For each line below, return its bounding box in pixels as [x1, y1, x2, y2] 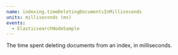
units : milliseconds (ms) [6, 14, 71, 20]
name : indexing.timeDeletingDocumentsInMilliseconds [6, 8, 142, 15]
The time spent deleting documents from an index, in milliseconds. [6, 42, 173, 49]
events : [6, 20, 26, 26]
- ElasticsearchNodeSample [12, 25, 80, 32]
